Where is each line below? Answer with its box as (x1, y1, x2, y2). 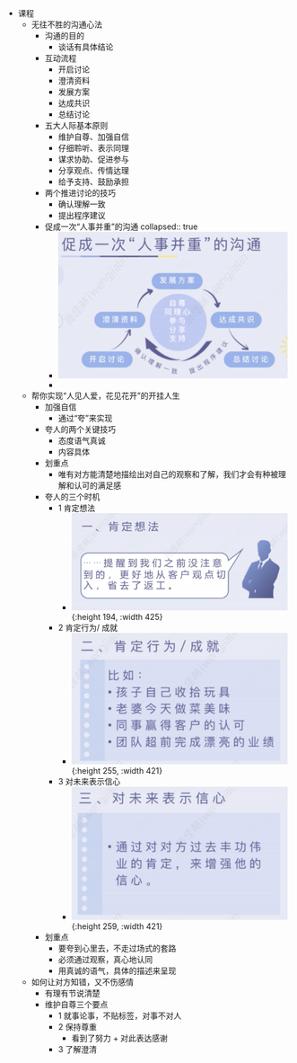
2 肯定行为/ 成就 (57, 623, 118, 633)
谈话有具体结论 (57, 41, 114, 52)
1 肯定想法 (57, 502, 96, 513)
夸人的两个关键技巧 (44, 423, 117, 434)
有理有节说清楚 (44, 988, 100, 999)
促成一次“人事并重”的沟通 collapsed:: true (44, 221, 198, 232)
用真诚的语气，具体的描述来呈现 (57, 965, 177, 977)
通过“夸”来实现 (57, 412, 113, 423)
